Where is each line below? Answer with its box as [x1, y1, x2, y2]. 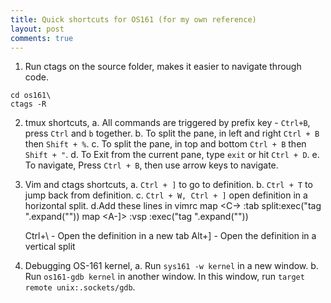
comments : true [10, 33, 74, 43]
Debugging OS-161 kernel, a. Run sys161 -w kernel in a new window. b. [24, 260, 319, 272]
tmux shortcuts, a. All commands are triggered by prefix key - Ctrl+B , [24, 117, 311, 129]
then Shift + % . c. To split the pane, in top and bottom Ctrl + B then [24, 138, 307, 150]
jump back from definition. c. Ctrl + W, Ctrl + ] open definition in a [24, 189, 308, 201]
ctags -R [10, 99, 47, 110]
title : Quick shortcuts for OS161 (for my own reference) [10, 14, 257, 25]
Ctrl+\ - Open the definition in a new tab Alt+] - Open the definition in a [24, 230, 317, 242]
